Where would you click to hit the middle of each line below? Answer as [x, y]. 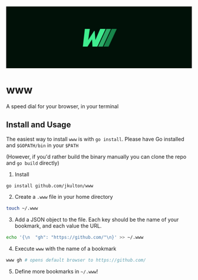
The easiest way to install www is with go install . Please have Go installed [95, 139]
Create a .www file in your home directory [64, 197]
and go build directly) [33, 163]
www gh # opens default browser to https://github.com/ [76, 260]
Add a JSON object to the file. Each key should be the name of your [97, 220]
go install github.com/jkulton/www [50, 186]
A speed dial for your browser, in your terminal [62, 106]
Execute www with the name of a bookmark [65, 249]
